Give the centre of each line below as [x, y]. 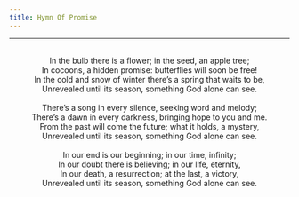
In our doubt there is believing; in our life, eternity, [149, 164]
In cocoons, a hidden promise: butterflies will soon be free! [149, 70]
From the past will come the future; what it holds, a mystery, [149, 126]
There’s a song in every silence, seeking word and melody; [149, 107]
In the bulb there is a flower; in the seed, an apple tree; [149, 60]
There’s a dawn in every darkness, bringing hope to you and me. [149, 117]
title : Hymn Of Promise [53, 17]
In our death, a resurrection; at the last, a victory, [149, 173]
